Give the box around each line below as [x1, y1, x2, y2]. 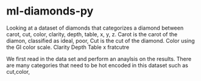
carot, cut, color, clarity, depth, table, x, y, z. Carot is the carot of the [6, 30, 178, 37]
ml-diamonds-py [6, 4, 94, 18]
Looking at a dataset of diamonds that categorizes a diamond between [6, 24, 184, 31]
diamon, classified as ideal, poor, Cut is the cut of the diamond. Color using [6, 37, 195, 44]
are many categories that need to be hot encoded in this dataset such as [6, 62, 189, 69]
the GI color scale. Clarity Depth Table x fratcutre [6, 44, 130, 51]
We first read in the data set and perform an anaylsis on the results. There [6, 55, 192, 62]
